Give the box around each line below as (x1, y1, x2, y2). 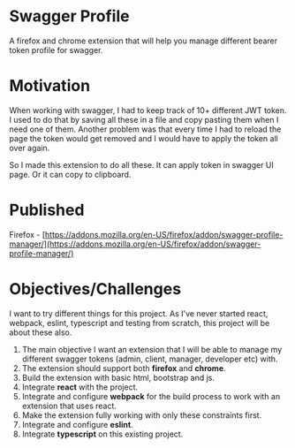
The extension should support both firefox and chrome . (21, 362, 227, 373)
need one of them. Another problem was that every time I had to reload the (9, 124, 282, 134)
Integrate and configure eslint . (21, 419, 134, 429)
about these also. (9, 327, 72, 338)
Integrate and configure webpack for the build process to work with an (21, 391, 281, 401)
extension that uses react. (21, 400, 117, 411)
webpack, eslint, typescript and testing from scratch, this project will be (9, 317, 270, 328)
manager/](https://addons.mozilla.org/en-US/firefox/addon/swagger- (9, 239, 261, 249)
